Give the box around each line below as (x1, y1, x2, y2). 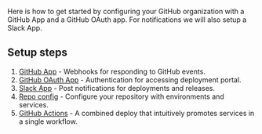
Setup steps (7, 46, 67, 60)
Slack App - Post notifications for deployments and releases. (18, 83, 216, 92)
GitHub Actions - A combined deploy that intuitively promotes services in (18, 108, 255, 118)
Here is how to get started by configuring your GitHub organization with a (7, 7, 245, 16)
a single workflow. (18, 117, 78, 126)
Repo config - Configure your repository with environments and (18, 92, 224, 101)
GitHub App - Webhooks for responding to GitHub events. (18, 67, 206, 76)
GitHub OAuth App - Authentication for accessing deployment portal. (18, 74, 242, 85)
